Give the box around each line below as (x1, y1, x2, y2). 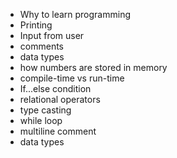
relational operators (19, 94, 101, 105)
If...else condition (19, 83, 92, 94)
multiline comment (19, 125, 97, 137)
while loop (19, 115, 63, 126)
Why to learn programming (19, 9, 131, 20)
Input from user (19, 30, 85, 41)
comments (19, 40, 64, 52)
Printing (19, 19, 53, 31)
